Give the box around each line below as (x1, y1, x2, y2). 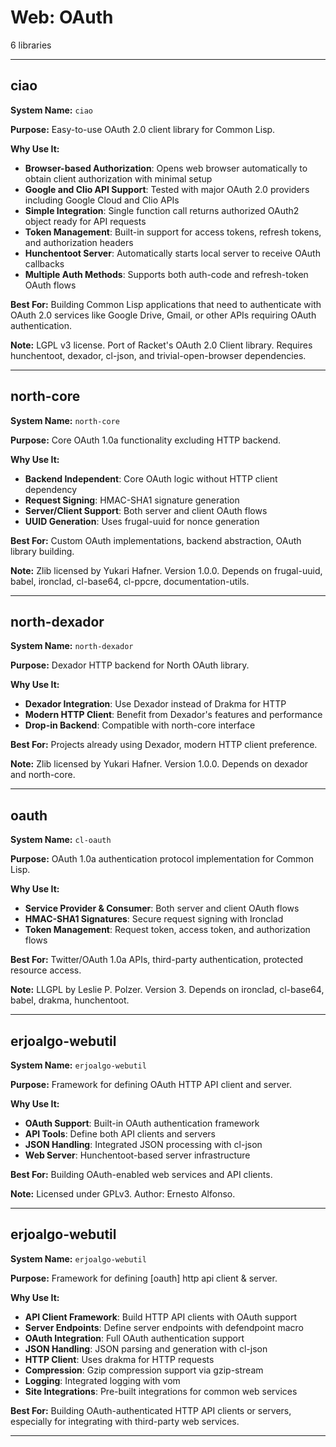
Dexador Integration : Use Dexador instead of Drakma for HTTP (24, 698, 287, 710)
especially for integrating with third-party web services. (10, 1415, 240, 1427)
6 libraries (10, 39, 52, 51)
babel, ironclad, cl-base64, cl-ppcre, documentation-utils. (10, 575, 250, 587)
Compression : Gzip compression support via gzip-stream (24, 1364, 264, 1376)
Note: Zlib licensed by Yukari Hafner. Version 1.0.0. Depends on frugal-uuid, (10, 564, 323, 576)
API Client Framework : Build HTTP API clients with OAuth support (24, 1311, 298, 1323)
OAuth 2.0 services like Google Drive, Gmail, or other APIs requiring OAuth (10, 309, 317, 321)
